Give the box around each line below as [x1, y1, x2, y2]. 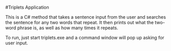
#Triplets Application [5, 5, 50, 10]
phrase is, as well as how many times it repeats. [17, 25, 119, 31]
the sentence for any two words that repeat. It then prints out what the [5, 20, 154, 25]
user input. [5, 40, 28, 46]
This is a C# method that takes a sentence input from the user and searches [5, 14, 166, 20]
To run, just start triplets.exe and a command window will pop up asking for [5, 35, 164, 40]
